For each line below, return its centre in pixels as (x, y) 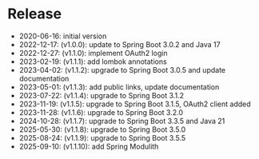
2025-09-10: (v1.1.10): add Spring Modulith (89, 146)
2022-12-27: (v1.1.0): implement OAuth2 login (94, 53)
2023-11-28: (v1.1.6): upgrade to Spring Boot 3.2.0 (101, 112)
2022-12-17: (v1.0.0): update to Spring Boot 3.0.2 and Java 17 (120, 44)
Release (34, 14)
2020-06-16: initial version (63, 36)
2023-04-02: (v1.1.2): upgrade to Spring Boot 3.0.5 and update (122, 70)
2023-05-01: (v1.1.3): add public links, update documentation (119, 87)
